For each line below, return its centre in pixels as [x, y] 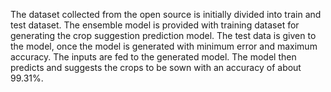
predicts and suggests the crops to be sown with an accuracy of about [156, 67]
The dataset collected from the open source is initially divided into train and [166, 14]
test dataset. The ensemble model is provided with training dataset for [155, 25]
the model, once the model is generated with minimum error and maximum [164, 46]
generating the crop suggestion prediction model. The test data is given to [163, 35]
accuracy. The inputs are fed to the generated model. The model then [153, 57]
